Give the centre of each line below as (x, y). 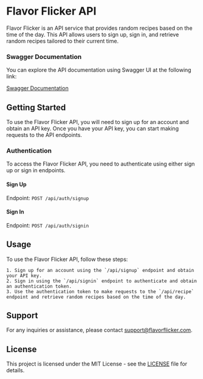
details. (15, 370)
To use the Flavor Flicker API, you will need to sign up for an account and (98, 122)
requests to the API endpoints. (44, 135)
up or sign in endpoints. (36, 170)
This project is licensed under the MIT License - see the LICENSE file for (97, 364)
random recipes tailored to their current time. (63, 41)
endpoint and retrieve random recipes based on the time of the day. (96, 297)
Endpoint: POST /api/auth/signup (48, 198)
